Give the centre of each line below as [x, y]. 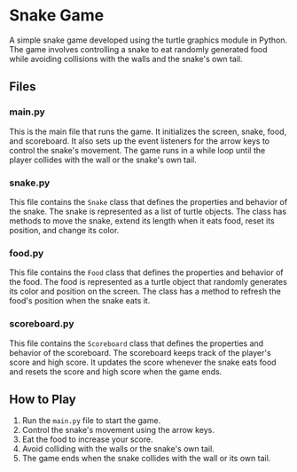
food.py [27, 253]
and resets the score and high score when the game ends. [116, 371]
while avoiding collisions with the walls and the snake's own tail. [126, 59]
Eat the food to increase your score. [87, 439]
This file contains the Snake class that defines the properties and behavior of [148, 201]
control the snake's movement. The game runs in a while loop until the [137, 150]
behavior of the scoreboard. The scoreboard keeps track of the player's [141, 352]
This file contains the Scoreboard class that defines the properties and [137, 343]
